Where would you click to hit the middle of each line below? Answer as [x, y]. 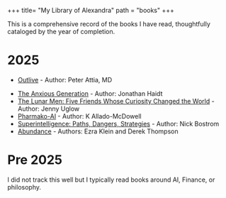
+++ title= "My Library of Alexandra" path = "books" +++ [91, 10]
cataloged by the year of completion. [61, 32]
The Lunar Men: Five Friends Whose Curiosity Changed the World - [116, 101]
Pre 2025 [35, 160]
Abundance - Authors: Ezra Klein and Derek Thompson [98, 131]
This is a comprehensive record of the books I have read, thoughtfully [109, 24]
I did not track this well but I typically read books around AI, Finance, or [111, 180]
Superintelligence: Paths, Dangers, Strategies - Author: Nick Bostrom [118, 123]
